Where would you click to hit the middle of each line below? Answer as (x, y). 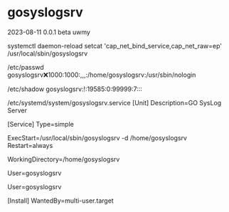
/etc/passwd (26, 67)
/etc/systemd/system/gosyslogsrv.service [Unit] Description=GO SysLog (114, 102)
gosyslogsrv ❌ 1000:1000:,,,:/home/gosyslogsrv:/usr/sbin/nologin (102, 75)
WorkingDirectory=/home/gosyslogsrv (64, 159)
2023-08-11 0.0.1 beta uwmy (49, 32)
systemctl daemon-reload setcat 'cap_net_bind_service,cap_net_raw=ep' (115, 46)
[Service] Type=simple (41, 124)
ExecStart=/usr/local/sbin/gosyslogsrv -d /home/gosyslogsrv (97, 138)
